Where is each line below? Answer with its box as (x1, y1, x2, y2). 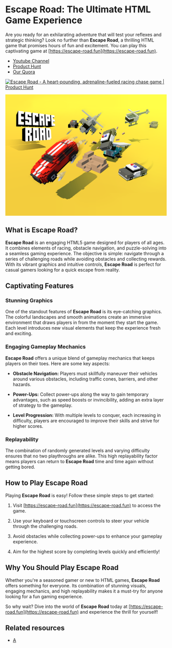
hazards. (12, 381, 32, 387)
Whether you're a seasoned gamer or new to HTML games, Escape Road (5, 577, 160, 583)
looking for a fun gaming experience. (5, 593, 83, 599)
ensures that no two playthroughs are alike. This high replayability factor (5, 453, 158, 459)
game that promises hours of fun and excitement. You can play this (5, 42, 147, 48)
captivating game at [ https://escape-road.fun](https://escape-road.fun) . (5, 48, 158, 54)
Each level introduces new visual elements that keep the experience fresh (5, 325, 161, 331)
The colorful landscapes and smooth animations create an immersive (5, 314, 151, 320)
